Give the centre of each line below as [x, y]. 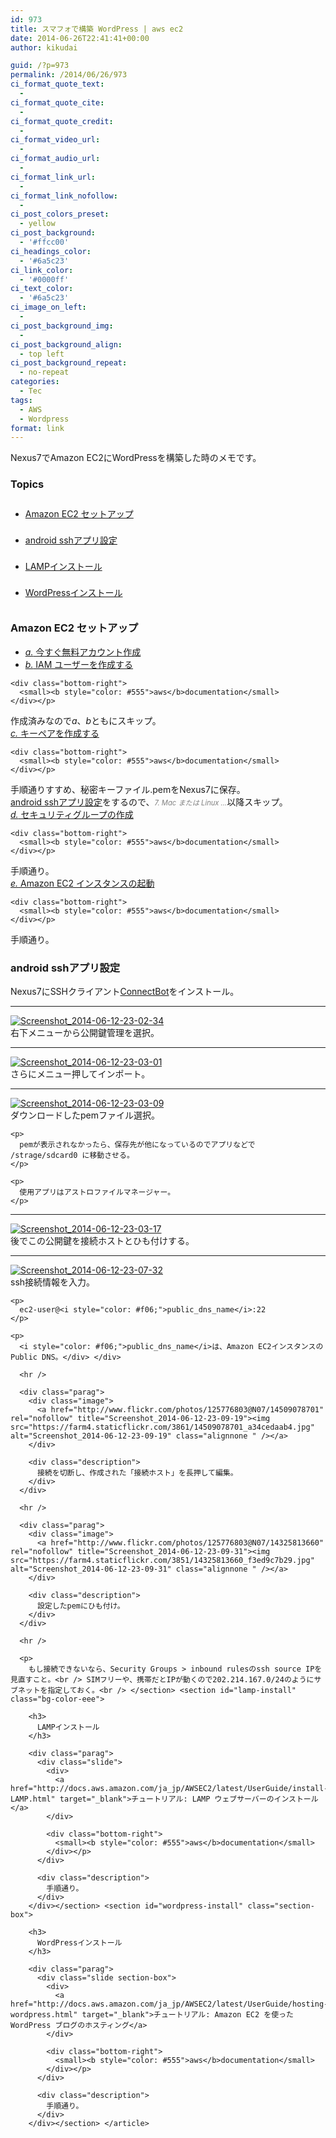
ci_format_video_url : [55, 140]
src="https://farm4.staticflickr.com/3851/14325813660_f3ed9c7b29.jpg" [162, 1561]
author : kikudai [44, 47]
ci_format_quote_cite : [57, 102]
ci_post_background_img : [62, 326]
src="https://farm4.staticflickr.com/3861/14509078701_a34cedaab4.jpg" [162, 1427]
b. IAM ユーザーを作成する [79, 664]
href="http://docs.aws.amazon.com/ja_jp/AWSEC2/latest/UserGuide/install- [169, 1789]
